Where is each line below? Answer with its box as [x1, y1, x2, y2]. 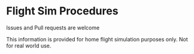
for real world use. [6, 42, 51, 49]
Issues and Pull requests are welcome [6, 24, 100, 31]
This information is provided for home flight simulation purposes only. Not [6, 35, 188, 43]
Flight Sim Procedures [6, 4, 119, 18]
